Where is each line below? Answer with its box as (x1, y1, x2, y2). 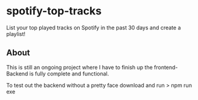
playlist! (6, 30, 26, 37)
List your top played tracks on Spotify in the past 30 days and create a (6, 24, 181, 31)
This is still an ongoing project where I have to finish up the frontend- (6, 63, 178, 71)
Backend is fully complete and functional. (6, 70, 109, 77)
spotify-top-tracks (6, 4, 102, 18)
